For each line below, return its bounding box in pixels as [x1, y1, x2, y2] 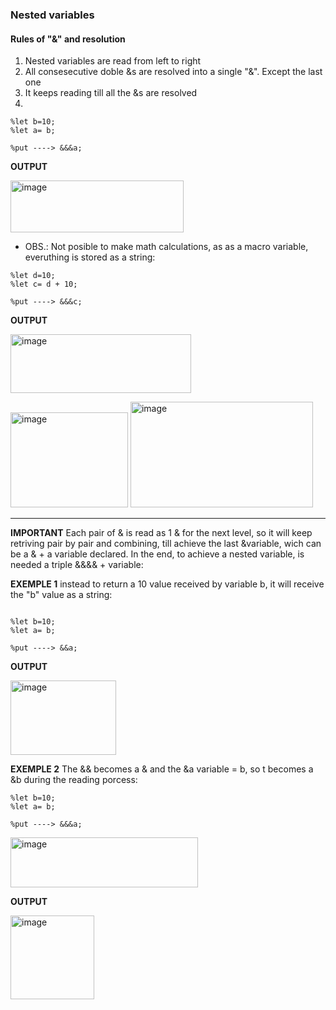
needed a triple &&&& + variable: [10, 559, 144, 571]
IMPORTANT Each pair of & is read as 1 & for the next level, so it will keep [10, 527, 313, 539]
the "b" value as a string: [10, 589, 113, 601]
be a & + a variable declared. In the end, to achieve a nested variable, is [10, 548, 305, 560]
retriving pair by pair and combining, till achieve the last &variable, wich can [10, 538, 322, 550]
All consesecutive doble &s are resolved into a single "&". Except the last [24, 66, 323, 78]
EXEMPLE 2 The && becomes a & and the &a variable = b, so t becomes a [10, 763, 314, 775]
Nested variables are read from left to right [24, 55, 202, 67]
